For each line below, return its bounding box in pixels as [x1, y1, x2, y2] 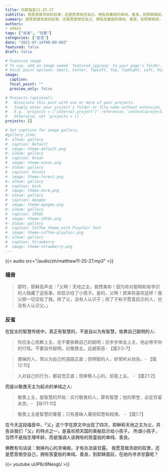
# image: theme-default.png [5, 146, 66, 151]
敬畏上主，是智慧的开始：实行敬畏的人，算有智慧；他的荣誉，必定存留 [17, 394, 162, 400]
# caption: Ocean [5, 156, 43, 161]
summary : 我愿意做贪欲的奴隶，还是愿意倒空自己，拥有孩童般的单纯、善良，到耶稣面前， [5, 17, 163, 22]
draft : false [5, 49, 32, 54]
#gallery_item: [5, 132, 37, 137]
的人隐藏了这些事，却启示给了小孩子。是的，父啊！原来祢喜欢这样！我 [17, 290, 162, 296]
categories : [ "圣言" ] [5, 36, 49, 41]
